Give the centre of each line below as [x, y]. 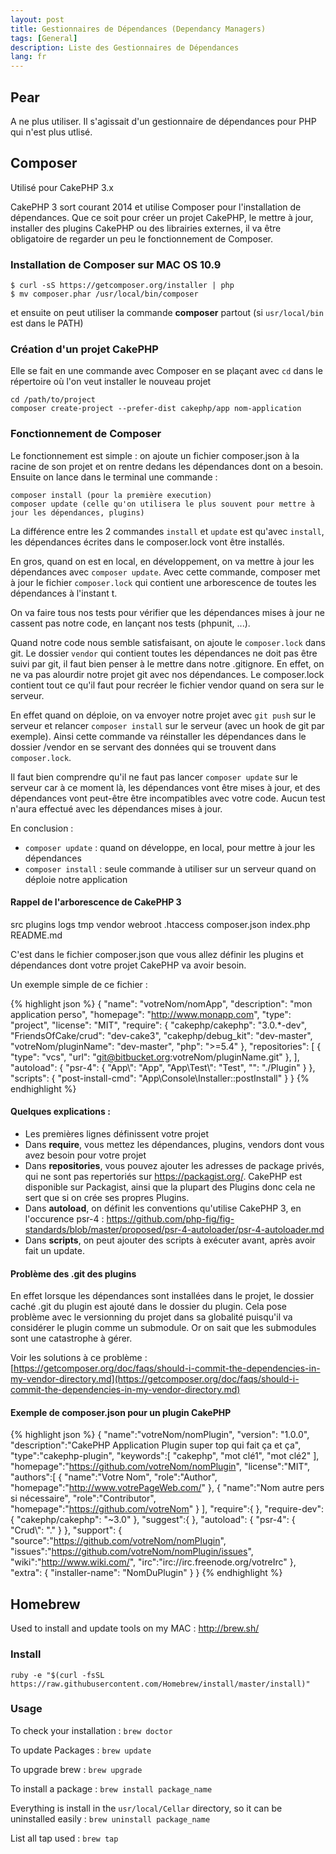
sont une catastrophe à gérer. [71, 1338]
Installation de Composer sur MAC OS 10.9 [116, 264]
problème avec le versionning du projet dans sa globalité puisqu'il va [151, 1317]
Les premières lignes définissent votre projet [116, 1134]
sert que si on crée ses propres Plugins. [107, 1198]
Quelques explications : [60, 1112]
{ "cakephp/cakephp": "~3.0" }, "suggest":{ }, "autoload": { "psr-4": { [153, 1520]
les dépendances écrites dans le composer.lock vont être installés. [147, 542]
